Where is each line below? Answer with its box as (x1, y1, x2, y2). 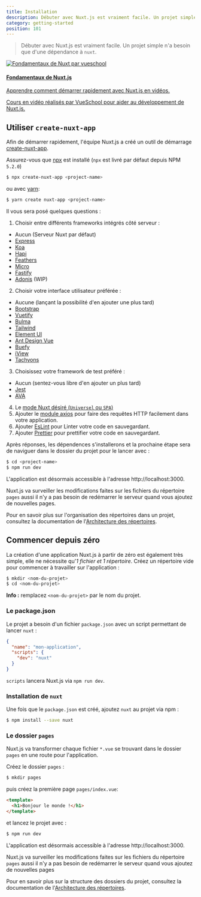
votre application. (14, 416, 58, 424)
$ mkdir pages (6, 775, 42, 781)
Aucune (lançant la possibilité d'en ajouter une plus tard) (14, 299, 154, 306)
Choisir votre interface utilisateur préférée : (14, 287, 121, 295)
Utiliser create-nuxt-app (6, 122, 96, 133)
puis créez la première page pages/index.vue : (6, 785, 118, 793)
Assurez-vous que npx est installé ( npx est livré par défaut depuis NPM (6, 157, 181, 164)
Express (14, 238, 35, 245)
